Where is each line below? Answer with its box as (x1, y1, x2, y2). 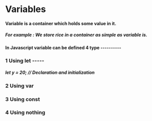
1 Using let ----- (5, 57, 44, 64)
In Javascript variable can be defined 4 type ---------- (5, 44, 122, 51)
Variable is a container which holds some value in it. (5, 20, 117, 26)
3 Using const (5, 95, 40, 102)
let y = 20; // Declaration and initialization (5, 69, 95, 76)
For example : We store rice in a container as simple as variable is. (5, 32, 147, 38)
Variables (5, 4, 46, 15)
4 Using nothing (5, 109, 45, 116)
